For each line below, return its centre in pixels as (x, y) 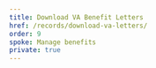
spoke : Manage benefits (53, 42)
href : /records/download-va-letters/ (78, 26)
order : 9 (25, 34)
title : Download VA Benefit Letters (76, 17)
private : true (35, 50)
